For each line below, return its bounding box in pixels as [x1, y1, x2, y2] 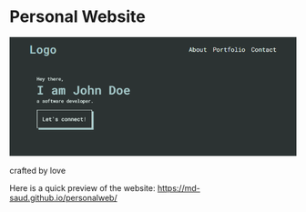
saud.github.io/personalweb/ [9, 192, 117, 203]
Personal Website [9, 6, 146, 27]
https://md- [157, 182, 200, 193]
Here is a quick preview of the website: [9, 182, 156, 193]
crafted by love [9, 165, 66, 176]
